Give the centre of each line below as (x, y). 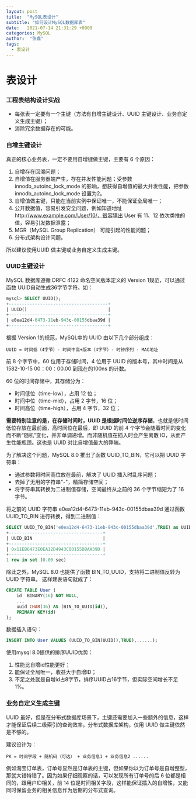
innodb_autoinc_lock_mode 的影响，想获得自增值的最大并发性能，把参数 (101, 186)
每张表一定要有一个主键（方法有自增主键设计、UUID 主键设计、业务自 (98, 114)
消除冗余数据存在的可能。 (45, 129)
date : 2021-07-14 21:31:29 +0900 (49, 28)
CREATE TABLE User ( (31, 590)
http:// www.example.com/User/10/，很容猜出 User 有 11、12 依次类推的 (100, 215)
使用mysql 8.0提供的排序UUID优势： (50, 652)
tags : (13, 44)
